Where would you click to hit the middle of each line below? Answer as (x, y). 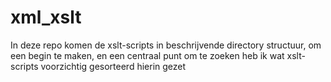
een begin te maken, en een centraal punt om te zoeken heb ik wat (147, 55)
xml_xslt (46, 17)
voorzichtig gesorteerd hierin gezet (113, 66)
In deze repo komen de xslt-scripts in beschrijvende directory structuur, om (166, 45)
